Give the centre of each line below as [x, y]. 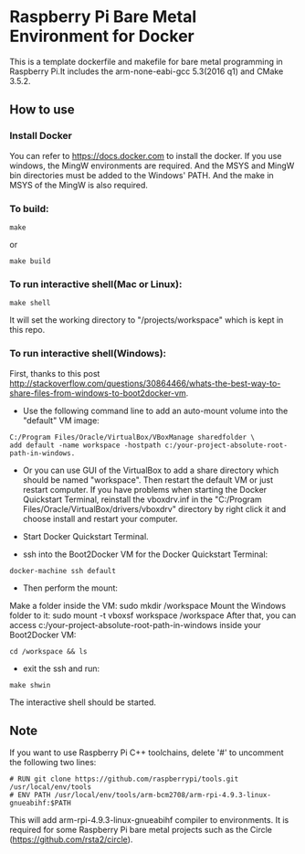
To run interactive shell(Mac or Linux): [96, 283]
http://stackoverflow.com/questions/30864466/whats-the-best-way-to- [145, 383]
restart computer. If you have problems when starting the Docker [145, 489]
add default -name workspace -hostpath [85, 445]
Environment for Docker [102, 36]
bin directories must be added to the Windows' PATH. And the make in [142, 175]
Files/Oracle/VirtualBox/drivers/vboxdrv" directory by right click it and [154, 508]
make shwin [30, 685]
